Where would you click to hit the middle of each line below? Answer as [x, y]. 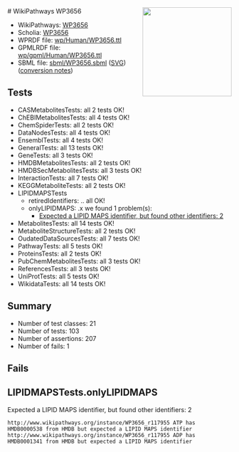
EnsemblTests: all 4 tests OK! [60, 140]
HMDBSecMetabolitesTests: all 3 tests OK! [80, 170]
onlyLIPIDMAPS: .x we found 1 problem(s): [90, 208]
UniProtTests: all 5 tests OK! [58, 276]
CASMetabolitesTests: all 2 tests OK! [71, 110]
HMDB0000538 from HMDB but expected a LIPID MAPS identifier [100, 429]
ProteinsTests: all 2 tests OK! [59, 253]
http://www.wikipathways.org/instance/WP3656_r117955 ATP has [101, 423]
